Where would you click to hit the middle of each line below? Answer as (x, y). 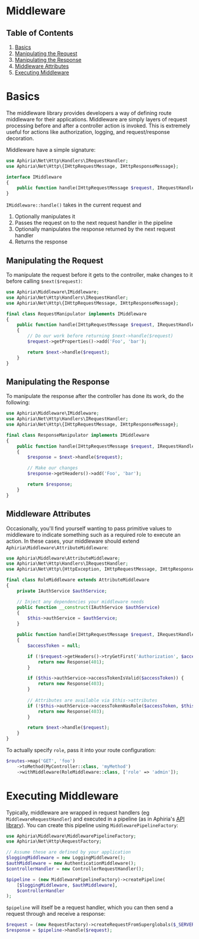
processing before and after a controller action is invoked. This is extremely (98, 126)
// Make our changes (53, 468)
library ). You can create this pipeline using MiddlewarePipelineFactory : (92, 825)
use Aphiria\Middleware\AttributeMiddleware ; (63, 558)
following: (18, 402)
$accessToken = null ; (54, 646)
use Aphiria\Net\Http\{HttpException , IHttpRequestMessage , (82, 569)
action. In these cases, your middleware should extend (73, 541)
